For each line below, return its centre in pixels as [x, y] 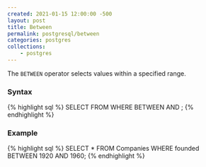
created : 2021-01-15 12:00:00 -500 [60, 14]
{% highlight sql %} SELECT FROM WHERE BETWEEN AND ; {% [101, 108]
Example [23, 133]
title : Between [30, 27]
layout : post [27, 21]
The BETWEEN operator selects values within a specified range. [97, 73]
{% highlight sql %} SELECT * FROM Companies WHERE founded [103, 149]
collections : [27, 47]
